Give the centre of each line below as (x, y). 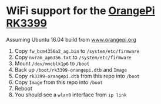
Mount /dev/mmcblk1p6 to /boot (52, 63)
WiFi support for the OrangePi (80, 11)
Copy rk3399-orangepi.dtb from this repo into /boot (77, 76)
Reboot (23, 88)
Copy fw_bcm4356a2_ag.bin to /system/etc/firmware (77, 51)
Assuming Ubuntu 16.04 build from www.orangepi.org (71, 39)
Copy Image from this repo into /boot (58, 82)
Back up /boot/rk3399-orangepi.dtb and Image (71, 69)
